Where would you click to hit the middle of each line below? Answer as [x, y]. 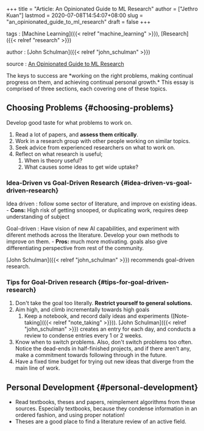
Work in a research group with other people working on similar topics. [103, 141]
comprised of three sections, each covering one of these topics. [87, 89]
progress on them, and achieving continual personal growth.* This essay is [100, 82]
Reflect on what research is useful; [59, 154]
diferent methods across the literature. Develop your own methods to [93, 235]
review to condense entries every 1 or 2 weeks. [83, 336]
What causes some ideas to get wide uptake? [81, 167]
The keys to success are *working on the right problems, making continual [100, 76]
